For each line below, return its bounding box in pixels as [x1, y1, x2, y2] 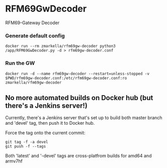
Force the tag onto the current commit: [5, 130, 86, 136]
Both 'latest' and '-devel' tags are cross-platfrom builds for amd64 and [5, 153, 152, 159]
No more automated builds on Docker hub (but [5, 94, 153, 102]
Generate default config [5, 32, 65, 39]
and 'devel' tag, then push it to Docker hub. [5, 120, 95, 126]
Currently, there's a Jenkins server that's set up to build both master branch [5, 115, 162, 121]
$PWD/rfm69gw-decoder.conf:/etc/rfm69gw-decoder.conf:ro [5, 75, 127, 80]
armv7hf [5, 158, 23, 164]
